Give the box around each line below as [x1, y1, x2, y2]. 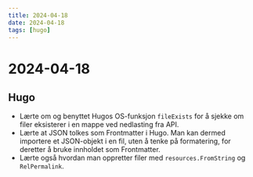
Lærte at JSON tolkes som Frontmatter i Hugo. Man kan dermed [19, 128, 226, 138]
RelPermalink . [19, 161, 64, 171]
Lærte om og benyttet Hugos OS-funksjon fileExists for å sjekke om [19, 111, 244, 121]
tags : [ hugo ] [8, 26, 51, 34]
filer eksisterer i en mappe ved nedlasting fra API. [19, 120, 179, 129]
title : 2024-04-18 [8, 11, 68, 20]
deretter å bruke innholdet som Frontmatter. [19, 145, 161, 154]
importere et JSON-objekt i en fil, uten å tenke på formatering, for [19, 136, 231, 146]
